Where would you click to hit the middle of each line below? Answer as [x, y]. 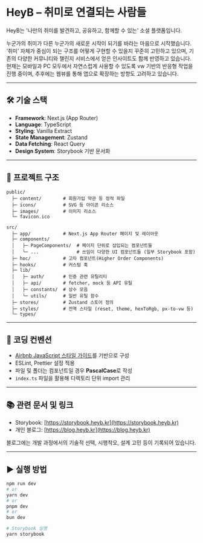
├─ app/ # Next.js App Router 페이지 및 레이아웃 [85, 234]
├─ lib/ [21, 270]
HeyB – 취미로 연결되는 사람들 [76, 12]
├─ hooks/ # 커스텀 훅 [50, 265]
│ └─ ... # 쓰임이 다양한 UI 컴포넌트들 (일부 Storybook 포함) [104, 252]
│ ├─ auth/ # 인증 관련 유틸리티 [60, 277]
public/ [16, 192]
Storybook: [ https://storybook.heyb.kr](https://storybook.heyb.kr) [97, 423]
